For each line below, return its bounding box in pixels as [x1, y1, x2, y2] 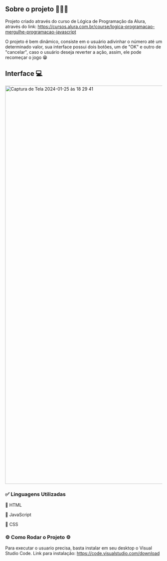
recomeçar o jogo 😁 [5, 54, 47, 60]
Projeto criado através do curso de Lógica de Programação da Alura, [5, 18, 146, 24]
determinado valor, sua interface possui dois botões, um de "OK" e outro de [5, 43, 161, 50]
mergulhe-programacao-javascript [5, 28, 76, 35]
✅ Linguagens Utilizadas [5, 491, 66, 498]
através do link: [5, 23, 37, 29]
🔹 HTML [5, 502, 22, 508]
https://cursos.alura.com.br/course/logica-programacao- [37, 23, 155, 29]
